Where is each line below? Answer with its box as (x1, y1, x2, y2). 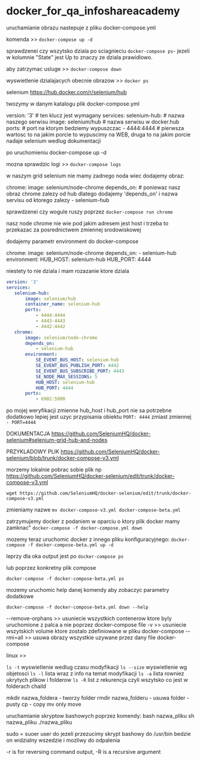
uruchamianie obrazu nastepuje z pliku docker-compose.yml (6, 24, 156, 31)
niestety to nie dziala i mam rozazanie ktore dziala (6, 267, 130, 274)
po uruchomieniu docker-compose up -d (6, 149, 107, 156)
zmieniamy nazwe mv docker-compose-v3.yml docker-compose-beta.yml (6, 506, 181, 513)
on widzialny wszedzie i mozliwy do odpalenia (6, 736, 120, 744)
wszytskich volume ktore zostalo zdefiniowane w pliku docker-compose (6, 628, 184, 635)
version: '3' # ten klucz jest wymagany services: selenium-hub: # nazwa (6, 112, 184, 119)
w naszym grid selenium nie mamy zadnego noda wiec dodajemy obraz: (6, 172, 184, 179)
